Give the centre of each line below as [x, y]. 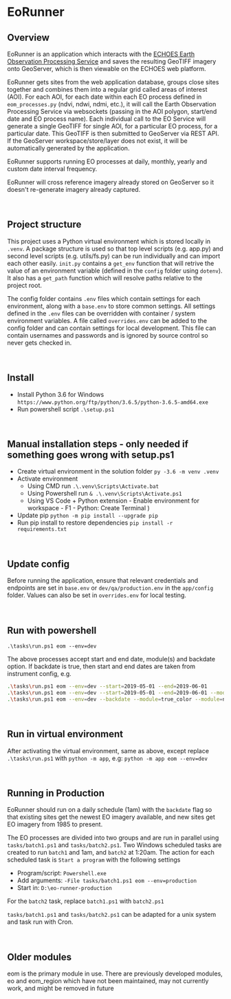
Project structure [44, 225]
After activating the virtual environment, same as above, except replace [108, 750]
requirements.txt [42, 530]
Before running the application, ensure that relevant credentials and [103, 581]
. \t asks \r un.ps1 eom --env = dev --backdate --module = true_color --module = [115, 699]
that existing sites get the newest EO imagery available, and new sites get [111, 817]
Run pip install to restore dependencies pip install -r [95, 523]
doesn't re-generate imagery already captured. [74, 190]
